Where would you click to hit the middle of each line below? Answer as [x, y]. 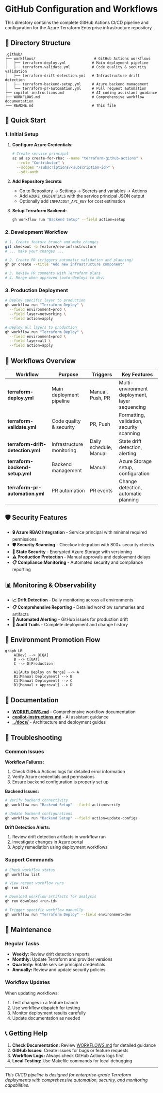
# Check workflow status [30, 870]
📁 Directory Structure [38, 43]
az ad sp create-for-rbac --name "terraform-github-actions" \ [77, 159]
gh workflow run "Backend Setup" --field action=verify [63, 805]
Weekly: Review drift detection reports [51, 954]
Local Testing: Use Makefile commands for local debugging [72, 1061]
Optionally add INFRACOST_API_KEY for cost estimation [72, 201]
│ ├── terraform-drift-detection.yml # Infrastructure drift [72, 76]
